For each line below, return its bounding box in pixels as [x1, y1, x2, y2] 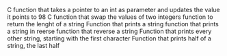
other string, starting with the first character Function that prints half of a [7, 34, 212, 43]
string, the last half [7, 42, 60, 49]
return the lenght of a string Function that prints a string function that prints [7, 20, 219, 28]
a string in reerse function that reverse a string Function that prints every [7, 27, 212, 35]
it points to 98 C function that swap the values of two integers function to [7, 13, 213, 21]
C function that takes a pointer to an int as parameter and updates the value [7, 6, 220, 13]
